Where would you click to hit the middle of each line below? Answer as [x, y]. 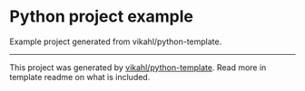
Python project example [101, 17]
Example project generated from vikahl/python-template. [116, 41]
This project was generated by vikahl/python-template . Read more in [138, 67]
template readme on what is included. [80, 77]
